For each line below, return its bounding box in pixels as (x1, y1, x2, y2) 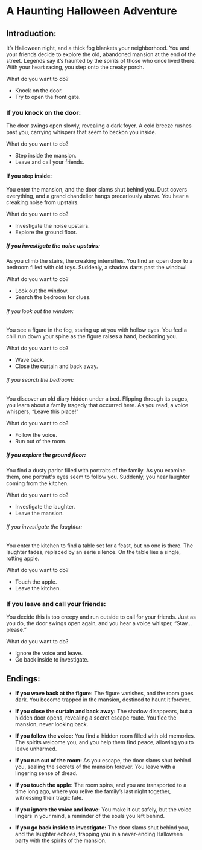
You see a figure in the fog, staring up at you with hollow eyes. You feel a (6, 326, 188, 333)
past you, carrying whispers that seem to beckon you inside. (6, 129, 157, 136)
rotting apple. (6, 555, 40, 562)
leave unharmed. (14, 745, 57, 753)
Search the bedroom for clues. (14, 294, 92, 301)
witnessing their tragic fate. (14, 794, 83, 802)
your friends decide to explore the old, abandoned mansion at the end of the (6, 51, 196, 58)
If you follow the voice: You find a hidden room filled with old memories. (14, 732, 195, 739)
